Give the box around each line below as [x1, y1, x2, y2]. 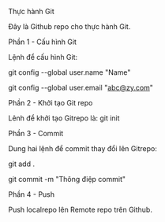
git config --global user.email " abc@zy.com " [8, 83, 154, 92]
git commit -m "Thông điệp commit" [8, 175, 126, 183]
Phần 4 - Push [8, 190, 55, 199]
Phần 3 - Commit [8, 129, 64, 138]
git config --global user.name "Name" [8, 68, 131, 77]
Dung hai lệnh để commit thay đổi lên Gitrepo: [8, 144, 158, 153]
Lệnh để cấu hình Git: [8, 53, 78, 61]
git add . [8, 159, 36, 168]
